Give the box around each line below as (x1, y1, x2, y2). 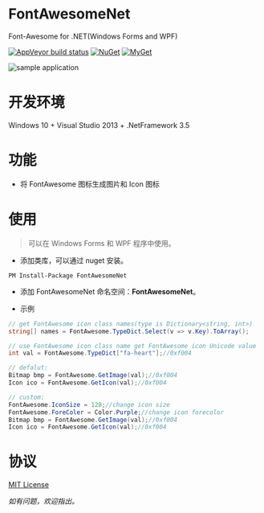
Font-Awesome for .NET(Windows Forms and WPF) (8, 31, 178, 41)
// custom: (8, 393, 45, 401)
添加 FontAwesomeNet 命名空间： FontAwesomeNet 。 (19, 286, 201, 296)
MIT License (8, 480, 50, 490)
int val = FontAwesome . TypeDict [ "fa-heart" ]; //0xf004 (8, 349, 193, 358)
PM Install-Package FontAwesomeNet (8, 271, 128, 280)
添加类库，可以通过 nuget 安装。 (19, 255, 128, 265)
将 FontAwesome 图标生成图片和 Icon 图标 (19, 179, 160, 189)
